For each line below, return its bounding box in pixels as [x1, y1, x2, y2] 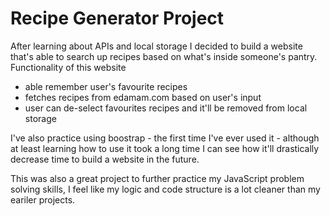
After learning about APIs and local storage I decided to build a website [10, 40, 303, 52]
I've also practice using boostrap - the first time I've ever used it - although [10, 132, 320, 144]
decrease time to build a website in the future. [10, 153, 200, 165]
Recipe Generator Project [10, 7, 225, 30]
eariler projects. [10, 193, 76, 206]
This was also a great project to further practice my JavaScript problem [10, 172, 305, 184]
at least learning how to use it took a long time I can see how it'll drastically [10, 142, 320, 154]
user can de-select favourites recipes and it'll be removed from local [24, 102, 308, 114]
